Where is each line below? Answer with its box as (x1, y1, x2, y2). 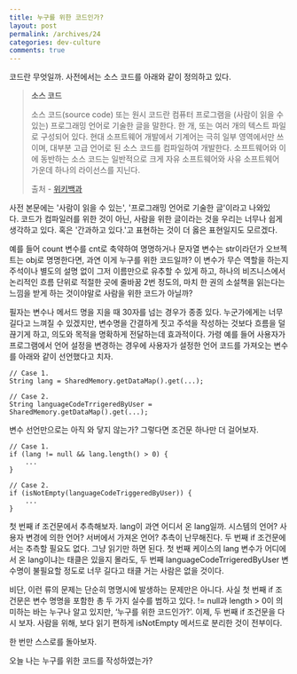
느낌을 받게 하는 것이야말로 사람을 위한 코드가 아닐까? (9, 288, 193, 298)
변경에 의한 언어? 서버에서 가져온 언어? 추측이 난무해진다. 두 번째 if (25, 532, 255, 543)
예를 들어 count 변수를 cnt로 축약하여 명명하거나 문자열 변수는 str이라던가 (9, 243, 264, 254)
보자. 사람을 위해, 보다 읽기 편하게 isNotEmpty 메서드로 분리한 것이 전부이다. (18, 618, 283, 629)
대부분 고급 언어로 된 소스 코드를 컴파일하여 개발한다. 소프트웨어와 (50, 143, 277, 154)
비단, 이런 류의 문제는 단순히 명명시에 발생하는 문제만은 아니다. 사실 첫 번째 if (9, 584, 274, 595)
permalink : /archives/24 (9, 29, 101, 38)
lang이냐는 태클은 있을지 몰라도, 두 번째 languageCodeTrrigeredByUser (27, 554, 280, 565)
